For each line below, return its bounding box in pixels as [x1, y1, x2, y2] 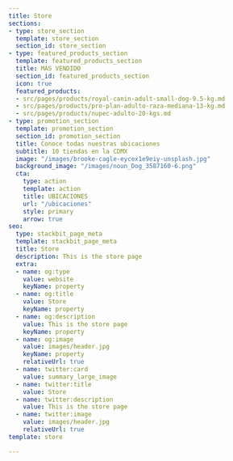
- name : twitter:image [15, 410, 92, 419]
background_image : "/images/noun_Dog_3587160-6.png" [15, 163, 197, 171]
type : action [23, 177, 67, 186]
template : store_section [15, 34, 99, 43]
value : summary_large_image [23, 373, 117, 381]
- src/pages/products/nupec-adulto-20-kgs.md [15, 110, 172, 118]
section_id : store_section [15, 42, 106, 50]
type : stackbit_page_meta [15, 230, 103, 239]
